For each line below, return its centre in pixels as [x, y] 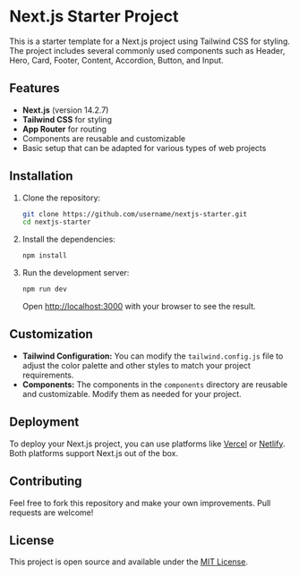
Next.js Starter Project [94, 17]
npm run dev [44, 289]
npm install [44, 256]
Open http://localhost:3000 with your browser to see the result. [139, 307]
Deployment [44, 422]
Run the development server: [76, 273]
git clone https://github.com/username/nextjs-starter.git [135, 214]
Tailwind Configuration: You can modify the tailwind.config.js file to [153, 356]
